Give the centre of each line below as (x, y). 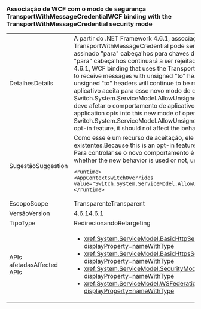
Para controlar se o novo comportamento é (134, 153)
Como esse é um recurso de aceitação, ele (134, 138)
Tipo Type (22, 223)
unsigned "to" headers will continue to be (132, 84)
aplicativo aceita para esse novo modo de (132, 91)
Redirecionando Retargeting (112, 223)
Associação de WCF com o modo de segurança (76, 9)
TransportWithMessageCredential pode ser (135, 46)
